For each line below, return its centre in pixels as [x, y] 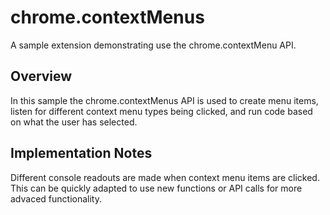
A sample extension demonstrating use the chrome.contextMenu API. [153, 45]
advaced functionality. [56, 198]
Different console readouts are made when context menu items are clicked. [165, 177]
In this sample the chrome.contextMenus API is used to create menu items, [164, 100]
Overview [41, 76]
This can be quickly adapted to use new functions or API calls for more [156, 188]
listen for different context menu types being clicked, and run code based [161, 111]
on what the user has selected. [74, 122]
